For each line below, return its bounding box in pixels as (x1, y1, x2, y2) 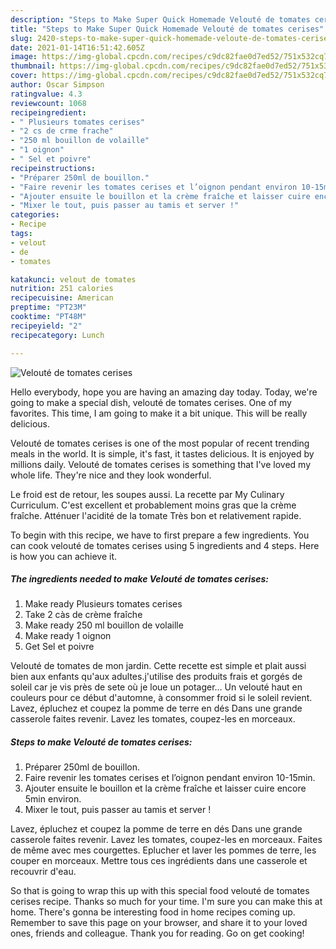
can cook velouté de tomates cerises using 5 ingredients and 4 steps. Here (10, 539, 320, 551)
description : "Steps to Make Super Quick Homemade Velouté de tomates (10, 14, 311, 25)
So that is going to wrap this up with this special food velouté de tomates (10, 885, 310, 897)
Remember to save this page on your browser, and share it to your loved (10, 917, 308, 929)
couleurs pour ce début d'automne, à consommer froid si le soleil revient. (10, 692, 313, 704)
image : (10, 52, 38, 62)
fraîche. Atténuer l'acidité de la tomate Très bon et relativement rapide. (10, 509, 302, 521)
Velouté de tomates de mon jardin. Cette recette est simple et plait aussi (10, 660, 307, 672)
